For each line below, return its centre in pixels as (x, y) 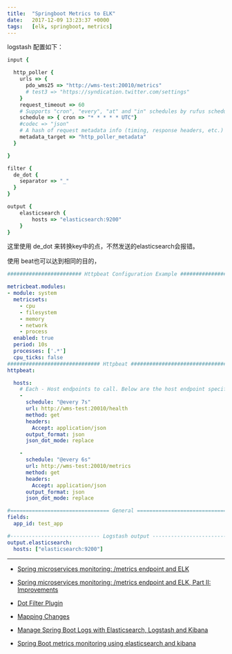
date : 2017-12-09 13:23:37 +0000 (58, 20)
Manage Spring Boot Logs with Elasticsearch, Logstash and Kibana (113, 630)
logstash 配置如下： (35, 47)
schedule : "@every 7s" (58, 402)
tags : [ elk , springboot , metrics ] (60, 26)
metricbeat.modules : (37, 287)
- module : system (32, 293)
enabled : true (33, 338)
